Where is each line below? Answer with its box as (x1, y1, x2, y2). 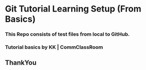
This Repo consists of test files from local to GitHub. (5, 31, 130, 38)
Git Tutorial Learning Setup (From (5, 3, 142, 14)
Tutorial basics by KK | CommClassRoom (5, 44, 103, 51)
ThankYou (5, 59, 37, 67)
